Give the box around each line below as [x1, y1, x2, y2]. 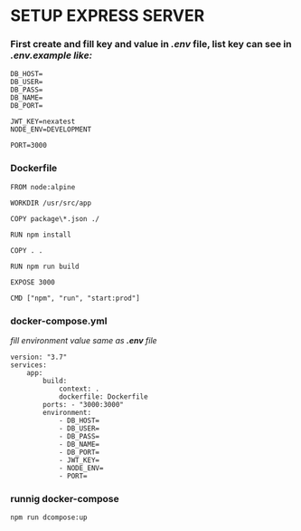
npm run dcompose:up [10, 513, 89, 522]
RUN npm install [10, 230, 71, 239]
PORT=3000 [10, 141, 48, 150]
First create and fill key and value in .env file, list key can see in [10, 38, 292, 51]
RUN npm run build [10, 262, 80, 271]
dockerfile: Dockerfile [58, 392, 148, 401]
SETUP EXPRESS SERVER [10, 5, 205, 26]
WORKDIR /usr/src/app [10, 198, 92, 208]
